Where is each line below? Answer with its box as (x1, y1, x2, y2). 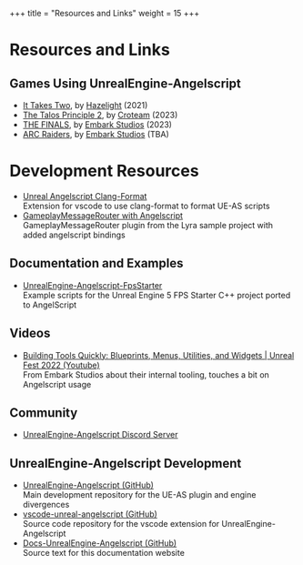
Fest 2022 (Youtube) (22, 359, 100, 370)
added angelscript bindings (22, 229, 126, 240)
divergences (22, 499, 70, 510)
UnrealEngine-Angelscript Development (9, 455, 242, 471)
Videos (9, 326, 51, 341)
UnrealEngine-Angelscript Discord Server (22, 429, 178, 440)
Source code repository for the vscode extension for (22, 519, 220, 530)
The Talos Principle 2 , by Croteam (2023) (22, 109, 178, 120)
